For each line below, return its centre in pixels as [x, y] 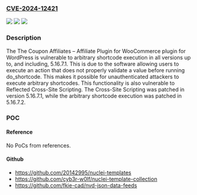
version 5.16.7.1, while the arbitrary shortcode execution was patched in [94, 96]
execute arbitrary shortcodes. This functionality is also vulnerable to [91, 83]
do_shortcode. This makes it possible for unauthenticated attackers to [92, 76]
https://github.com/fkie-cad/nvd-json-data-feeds [76, 185]
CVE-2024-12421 [32, 8]
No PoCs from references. [38, 145]
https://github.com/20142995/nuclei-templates [73, 172]
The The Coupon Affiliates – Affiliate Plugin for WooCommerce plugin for [96, 51]
